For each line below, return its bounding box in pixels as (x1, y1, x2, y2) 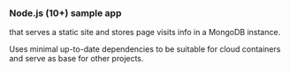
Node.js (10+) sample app (9, 7, 122, 19)
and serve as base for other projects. (9, 54, 144, 64)
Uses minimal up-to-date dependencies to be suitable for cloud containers (9, 44, 281, 54)
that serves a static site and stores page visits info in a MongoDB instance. (9, 27, 281, 38)
